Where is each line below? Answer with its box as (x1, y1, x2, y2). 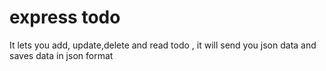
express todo (9, 6, 121, 29)
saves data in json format (9, 49, 114, 61)
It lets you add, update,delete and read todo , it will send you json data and (9, 39, 317, 51)
